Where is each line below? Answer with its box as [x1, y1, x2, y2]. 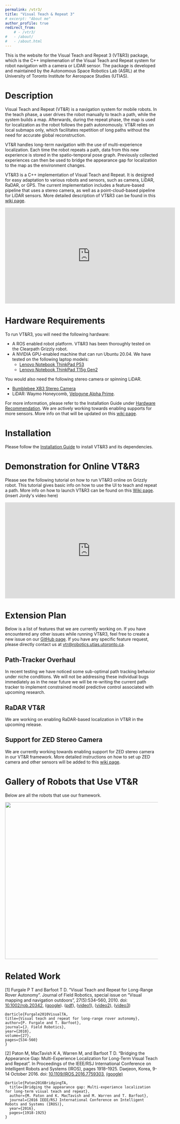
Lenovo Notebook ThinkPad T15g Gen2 [19, 366, 98, 372]
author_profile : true [5, 20, 49, 26]
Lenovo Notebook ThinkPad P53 [19, 361, 84, 367]
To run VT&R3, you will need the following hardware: [5, 331, 110, 337]
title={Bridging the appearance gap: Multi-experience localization [9, 1084, 151, 1089]
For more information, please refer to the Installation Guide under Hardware [5, 400, 156, 406]
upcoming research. [5, 689, 45, 695]
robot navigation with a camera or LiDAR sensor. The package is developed [5, 62, 156, 68]
